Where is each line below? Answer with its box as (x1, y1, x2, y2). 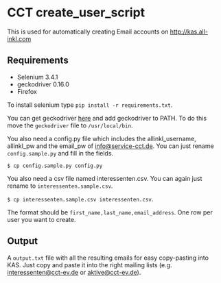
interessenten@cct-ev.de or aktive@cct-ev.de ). (7, 268, 141, 276)
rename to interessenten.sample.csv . (7, 182, 113, 190)
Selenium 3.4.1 (16, 73, 58, 81)
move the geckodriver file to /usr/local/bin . (7, 121, 133, 130)
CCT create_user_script (7, 5, 146, 21)
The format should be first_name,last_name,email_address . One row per (7, 208, 213, 217)
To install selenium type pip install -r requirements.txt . (7, 101, 173, 109)
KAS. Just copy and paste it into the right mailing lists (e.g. (7, 260, 173, 269)
